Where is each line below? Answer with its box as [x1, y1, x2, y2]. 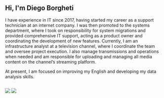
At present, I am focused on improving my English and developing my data [5, 68, 157, 74]
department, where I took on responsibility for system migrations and [5, 27, 146, 33]
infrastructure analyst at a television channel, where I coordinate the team [5, 43, 155, 49]
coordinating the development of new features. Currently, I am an [5, 38, 138, 44]
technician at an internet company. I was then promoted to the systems [5, 22, 150, 28]
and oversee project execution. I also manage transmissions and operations [5, 48, 159, 54]
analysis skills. [5, 73, 35, 79]
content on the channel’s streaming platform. [5, 59, 96, 65]
